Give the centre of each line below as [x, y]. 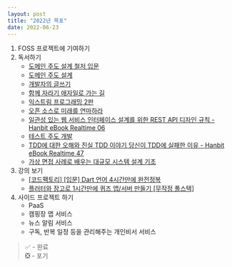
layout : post [27, 14]
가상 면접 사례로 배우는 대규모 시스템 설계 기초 [92, 162]
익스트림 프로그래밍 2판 [61, 102]
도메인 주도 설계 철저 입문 [64, 66]
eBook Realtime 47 [56, 153]
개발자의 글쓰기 [50, 84]
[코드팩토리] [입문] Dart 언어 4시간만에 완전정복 [95, 180]
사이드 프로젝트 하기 [45, 198]
